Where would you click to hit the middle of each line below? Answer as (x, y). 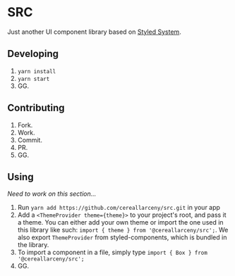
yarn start (34, 79)
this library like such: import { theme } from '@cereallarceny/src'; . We (123, 230)
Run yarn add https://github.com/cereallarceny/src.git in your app (119, 208)
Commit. (30, 140)
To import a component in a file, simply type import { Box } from (113, 252)
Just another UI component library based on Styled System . (94, 32)
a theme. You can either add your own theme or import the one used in (120, 222)
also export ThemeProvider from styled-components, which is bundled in (122, 237)
